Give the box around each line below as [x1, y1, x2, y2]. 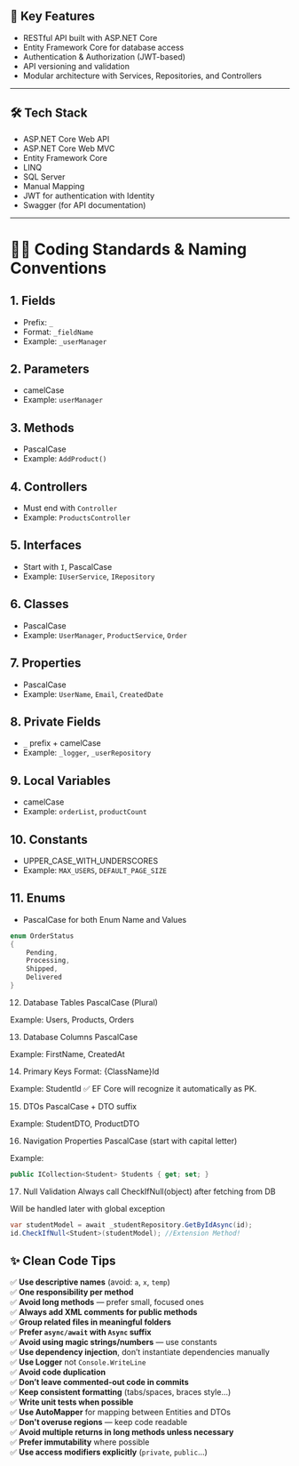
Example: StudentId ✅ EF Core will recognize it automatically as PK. [10, 1083, 257, 1093]
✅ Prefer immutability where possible [10, 1437, 150, 1447]
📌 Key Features [10, 9, 96, 24]
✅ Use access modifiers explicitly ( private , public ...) [10, 1446, 208, 1458]
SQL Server [22, 171, 66, 182]
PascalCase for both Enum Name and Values [22, 914, 187, 925]
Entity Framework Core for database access [22, 42, 185, 52]
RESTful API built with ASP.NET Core [22, 32, 158, 43]
